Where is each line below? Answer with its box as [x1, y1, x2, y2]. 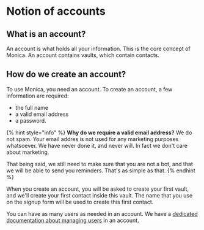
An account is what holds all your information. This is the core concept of [6, 45, 191, 52]
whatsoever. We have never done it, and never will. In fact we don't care [6, 142, 188, 149]
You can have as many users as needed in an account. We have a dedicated [6, 210, 199, 217]
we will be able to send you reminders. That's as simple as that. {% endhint [6, 167, 195, 174]
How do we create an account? [6, 69, 126, 80]
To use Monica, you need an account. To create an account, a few [6, 85, 173, 93]
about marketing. [6, 148, 49, 156]
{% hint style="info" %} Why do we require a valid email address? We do [6, 129, 192, 136]
